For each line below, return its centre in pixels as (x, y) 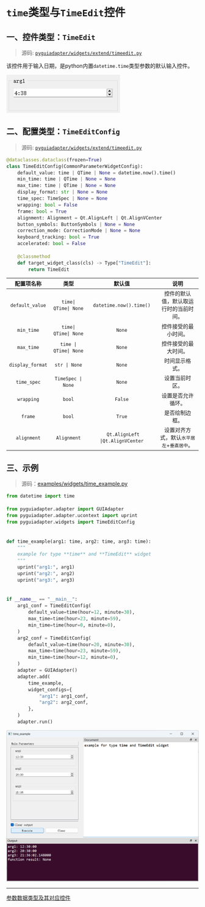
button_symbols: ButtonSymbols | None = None (76, 224)
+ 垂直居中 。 (180, 445)
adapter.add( (34, 677)
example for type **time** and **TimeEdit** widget (84, 554)
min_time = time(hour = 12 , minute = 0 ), (74, 658)
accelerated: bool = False (52, 244)
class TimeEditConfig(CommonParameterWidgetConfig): (75, 166)
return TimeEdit (49, 270)
